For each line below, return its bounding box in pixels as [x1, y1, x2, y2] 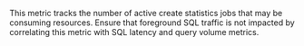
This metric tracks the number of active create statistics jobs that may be [9, 8, 283, 18]
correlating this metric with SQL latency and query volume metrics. [9, 27, 260, 37]
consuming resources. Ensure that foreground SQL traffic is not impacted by [9, 17, 295, 28]
